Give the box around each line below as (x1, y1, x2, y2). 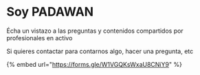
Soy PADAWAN (6, 4, 94, 20)
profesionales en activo (6, 33, 73, 42)
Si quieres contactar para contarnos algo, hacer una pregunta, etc (6, 47, 194, 55)
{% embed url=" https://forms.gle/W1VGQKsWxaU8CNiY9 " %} (6, 60, 183, 68)
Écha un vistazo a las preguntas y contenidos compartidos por (6, 27, 184, 35)
